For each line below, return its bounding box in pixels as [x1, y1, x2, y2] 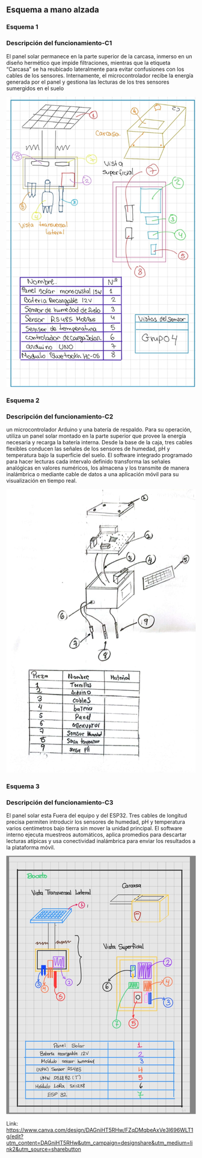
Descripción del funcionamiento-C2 [6, 412, 114, 421]
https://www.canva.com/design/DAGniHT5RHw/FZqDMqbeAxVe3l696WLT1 [6, 1127, 194, 1134]
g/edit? [6, 1133, 24, 1140]
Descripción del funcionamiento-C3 [6, 798, 114, 806]
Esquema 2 [6, 396, 40, 405]
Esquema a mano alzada [6, 5, 99, 15]
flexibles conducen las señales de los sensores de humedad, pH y [6, 445, 170, 453]
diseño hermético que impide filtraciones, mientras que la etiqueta [6, 59, 171, 66]
